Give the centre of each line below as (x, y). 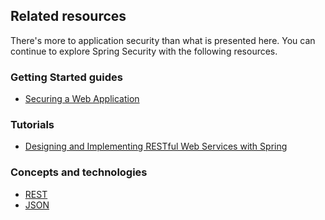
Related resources (68, 16)
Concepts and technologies (79, 172)
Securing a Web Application (82, 99)
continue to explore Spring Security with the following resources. (144, 51)
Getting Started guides (66, 77)
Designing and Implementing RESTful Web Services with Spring (156, 146)
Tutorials (32, 125)
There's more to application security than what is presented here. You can (163, 40)
